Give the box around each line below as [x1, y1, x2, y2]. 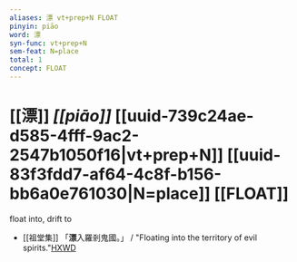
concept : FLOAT [9, 64, 67, 73]
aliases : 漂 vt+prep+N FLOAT [9, 13, 118, 23]
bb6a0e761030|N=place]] [9, 183, 211, 204]
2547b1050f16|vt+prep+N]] [9, 145, 224, 166]
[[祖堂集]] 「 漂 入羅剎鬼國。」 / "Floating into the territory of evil [22, 232, 257, 243]
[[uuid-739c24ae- [114, 106, 254, 127]
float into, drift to [9, 213, 73, 224]
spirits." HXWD [22, 242, 77, 253]
